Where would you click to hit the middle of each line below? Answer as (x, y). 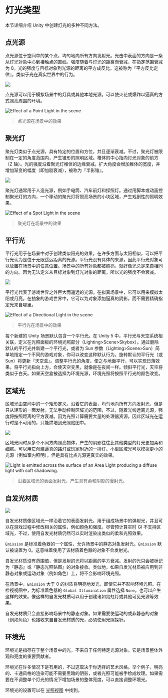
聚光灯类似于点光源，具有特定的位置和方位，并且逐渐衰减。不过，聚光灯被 (82, 151)
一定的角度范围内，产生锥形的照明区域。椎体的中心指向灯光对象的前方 (86, 157)
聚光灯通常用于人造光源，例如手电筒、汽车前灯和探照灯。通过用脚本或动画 (82, 190)
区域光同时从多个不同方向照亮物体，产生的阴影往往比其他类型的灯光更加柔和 (84, 443)
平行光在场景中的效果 (39, 325)
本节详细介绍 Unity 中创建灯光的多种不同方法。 (53, 25)
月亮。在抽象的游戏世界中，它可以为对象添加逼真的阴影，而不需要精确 (86, 298)
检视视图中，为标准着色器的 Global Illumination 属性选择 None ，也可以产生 (83, 590)
